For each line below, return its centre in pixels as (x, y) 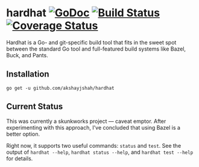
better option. (23, 134)
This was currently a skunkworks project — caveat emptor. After (86, 121)
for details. (20, 158)
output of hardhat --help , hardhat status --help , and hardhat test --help (100, 152)
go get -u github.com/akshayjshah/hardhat (60, 88)
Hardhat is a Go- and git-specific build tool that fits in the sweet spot (91, 42)
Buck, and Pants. (27, 55)
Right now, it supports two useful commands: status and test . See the (94, 145)
